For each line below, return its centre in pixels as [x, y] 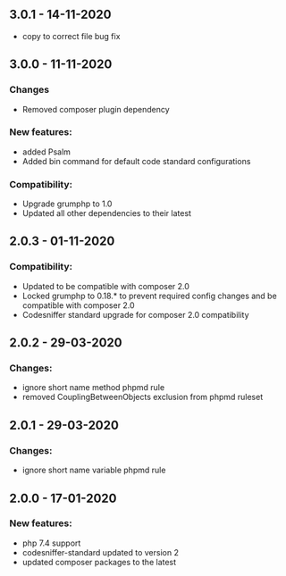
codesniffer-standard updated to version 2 [100, 552]
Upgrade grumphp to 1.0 [67, 204]
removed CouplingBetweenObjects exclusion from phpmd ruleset [143, 397]
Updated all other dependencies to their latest [107, 213]
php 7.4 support [51, 543]
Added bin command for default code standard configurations [136, 161]
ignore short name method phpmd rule [93, 388]
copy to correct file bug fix [71, 36]
